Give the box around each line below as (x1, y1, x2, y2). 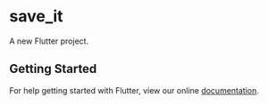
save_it (9, 6, 64, 27)
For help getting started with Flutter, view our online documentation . (9, 85, 259, 95)
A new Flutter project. (9, 36, 89, 46)
